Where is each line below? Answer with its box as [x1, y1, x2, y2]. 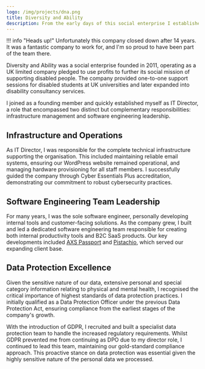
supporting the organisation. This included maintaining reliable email [6, 153, 178, 160]
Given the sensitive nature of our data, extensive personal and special [6, 279, 182, 286]
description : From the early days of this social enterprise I [6, 20, 171, 26]
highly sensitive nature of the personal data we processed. [6, 355, 154, 363]
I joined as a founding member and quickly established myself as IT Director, [6, 99, 199, 107]
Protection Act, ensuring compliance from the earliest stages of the [6, 304, 176, 312]
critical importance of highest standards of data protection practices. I [6, 292, 183, 299]
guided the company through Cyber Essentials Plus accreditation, [6, 172, 171, 180]
